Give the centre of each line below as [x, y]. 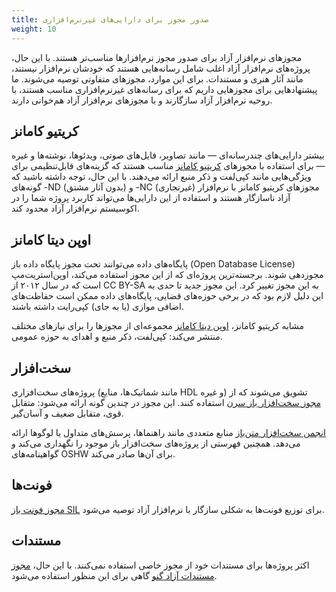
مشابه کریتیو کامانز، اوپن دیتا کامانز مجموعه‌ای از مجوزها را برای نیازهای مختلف [158, 326]
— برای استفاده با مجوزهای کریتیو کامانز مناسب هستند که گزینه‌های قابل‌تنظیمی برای [168, 166]
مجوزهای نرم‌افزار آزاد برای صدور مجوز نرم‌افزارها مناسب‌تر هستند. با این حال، [157, 57]
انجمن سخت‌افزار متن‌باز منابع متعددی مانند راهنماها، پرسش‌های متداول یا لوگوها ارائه [168, 432]
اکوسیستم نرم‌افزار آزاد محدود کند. [75, 208]
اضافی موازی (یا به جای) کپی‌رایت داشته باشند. [97, 307]
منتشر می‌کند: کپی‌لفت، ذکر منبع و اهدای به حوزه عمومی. [117, 337]
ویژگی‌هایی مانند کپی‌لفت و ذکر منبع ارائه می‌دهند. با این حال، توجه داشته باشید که [161, 177]
